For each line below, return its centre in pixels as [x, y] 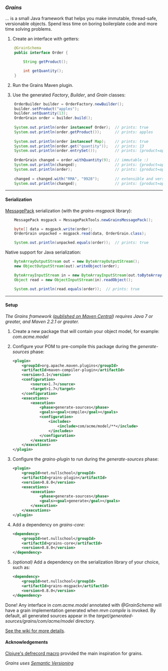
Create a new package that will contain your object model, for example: [86, 331]
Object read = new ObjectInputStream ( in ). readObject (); [74, 280]
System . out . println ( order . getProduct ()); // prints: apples [84, 132]
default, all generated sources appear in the [50, 616]
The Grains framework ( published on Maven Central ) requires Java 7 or [79, 316]
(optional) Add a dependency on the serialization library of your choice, [86, 562]
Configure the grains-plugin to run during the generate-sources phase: [85, 459]
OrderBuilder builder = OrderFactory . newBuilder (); [69, 104]
